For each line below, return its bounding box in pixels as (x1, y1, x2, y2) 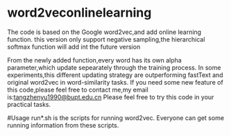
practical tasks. (7, 100, 51, 108)
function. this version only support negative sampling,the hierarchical (7, 35, 205, 43)
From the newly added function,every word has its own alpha (7, 56, 182, 64)
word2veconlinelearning (7, 5, 152, 21)
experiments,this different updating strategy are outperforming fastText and (7, 71, 223, 79)
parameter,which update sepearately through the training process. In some (7, 63, 221, 71)
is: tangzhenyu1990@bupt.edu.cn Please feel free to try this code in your (7, 92, 214, 101)
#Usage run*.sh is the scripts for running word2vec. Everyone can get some (7, 113, 224, 122)
